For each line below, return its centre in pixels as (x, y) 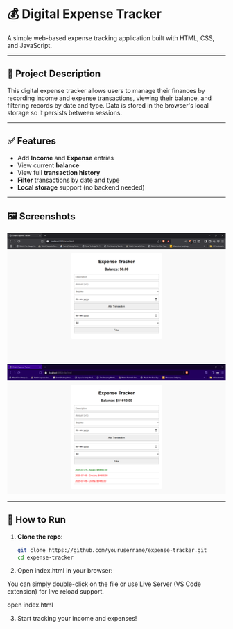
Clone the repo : (40, 537)
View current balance (48, 165)
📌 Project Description (54, 74)
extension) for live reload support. (55, 592)
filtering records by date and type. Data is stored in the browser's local (108, 105)
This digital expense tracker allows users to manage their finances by (106, 90)
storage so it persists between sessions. (65, 112)
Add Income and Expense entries (66, 158)
